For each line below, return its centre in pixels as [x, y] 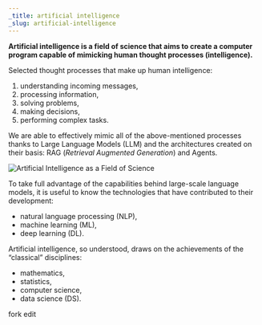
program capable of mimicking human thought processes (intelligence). [131, 55]
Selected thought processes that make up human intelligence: [111, 70]
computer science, [51, 290]
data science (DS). [50, 299]
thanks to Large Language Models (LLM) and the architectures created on [130, 144]
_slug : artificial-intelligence [62, 23]
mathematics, [42, 273]
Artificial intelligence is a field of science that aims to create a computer [131, 46]
